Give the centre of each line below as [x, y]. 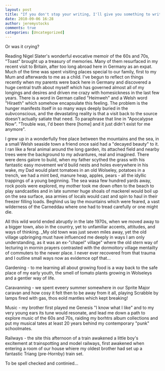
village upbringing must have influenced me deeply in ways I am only [75, 237]
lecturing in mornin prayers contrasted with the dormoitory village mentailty [82, 247]
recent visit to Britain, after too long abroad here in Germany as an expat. [79, 66]
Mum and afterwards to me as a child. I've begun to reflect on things [74, 77]
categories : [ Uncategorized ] [35, 32]
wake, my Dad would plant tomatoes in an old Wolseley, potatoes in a [75, 170]
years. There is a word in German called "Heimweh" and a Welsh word [76, 98]
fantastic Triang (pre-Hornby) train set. [44, 354]
